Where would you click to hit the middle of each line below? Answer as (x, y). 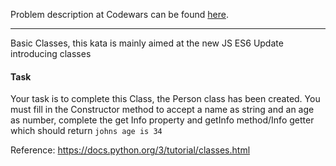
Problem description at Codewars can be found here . (119, 14)
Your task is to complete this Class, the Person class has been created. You (165, 99)
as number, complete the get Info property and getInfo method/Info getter (162, 120)
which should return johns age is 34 (86, 131)
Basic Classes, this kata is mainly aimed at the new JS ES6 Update (147, 43)
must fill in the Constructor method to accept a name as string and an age (162, 110)
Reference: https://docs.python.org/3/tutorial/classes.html (130, 150)
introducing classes (51, 53)
